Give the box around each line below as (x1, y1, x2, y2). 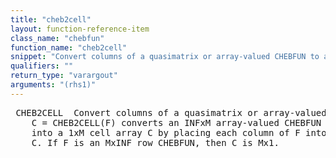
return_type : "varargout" (10, 71, 118, 81)
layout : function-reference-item (10, 24, 150, 34)
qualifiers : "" (10, 61, 74, 71)
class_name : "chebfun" (10, 33, 105, 43)
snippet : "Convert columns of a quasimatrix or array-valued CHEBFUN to (10, 52, 320, 62)
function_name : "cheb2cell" (10, 42, 128, 53)
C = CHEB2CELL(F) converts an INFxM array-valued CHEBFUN (31, 117, 322, 128)
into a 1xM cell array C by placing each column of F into (31, 127, 327, 138)
